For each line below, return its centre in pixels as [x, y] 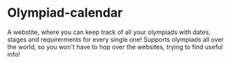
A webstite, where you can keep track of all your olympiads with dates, [109, 32]
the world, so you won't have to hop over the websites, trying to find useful [115, 47]
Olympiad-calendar [65, 13]
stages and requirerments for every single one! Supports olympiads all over [115, 39]
